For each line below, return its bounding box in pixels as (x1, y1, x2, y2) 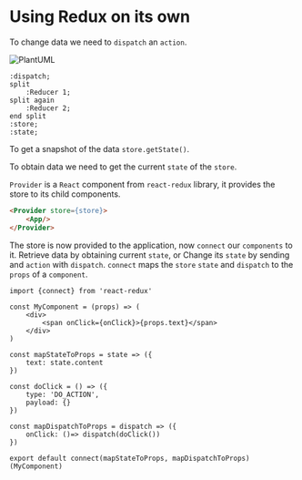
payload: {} (25, 398, 71, 407)
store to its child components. (9, 189, 121, 199)
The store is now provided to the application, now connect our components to (9, 240, 293, 250)
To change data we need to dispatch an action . (9, 36, 187, 47)
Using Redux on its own (9, 6, 191, 27)
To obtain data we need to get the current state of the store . (9, 161, 237, 172)
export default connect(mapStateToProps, (9, 454, 169, 463)
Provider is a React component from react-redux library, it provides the (9, 179, 276, 189)
